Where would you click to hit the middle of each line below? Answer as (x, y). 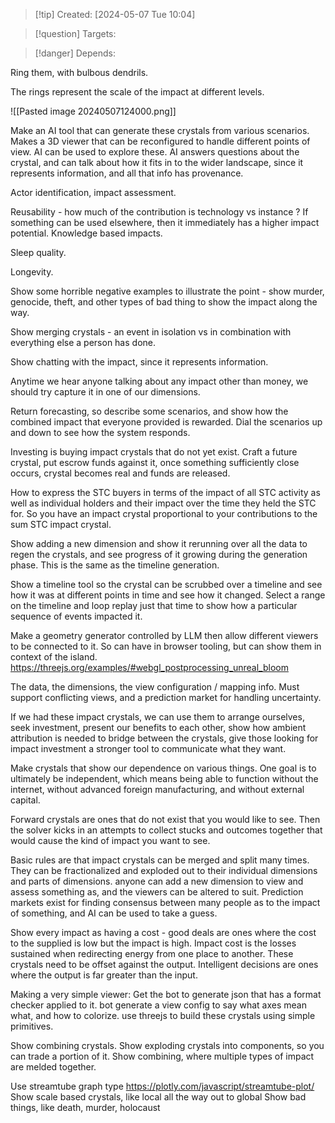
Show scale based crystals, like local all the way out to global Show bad (158, 1097)
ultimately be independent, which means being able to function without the (164, 778)
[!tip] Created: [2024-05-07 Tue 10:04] (115, 14)
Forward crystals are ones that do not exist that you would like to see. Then (165, 819)
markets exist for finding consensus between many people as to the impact (165, 902)
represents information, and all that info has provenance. (127, 173)
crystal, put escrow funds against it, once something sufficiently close (155, 462)
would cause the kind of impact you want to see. (110, 840)
